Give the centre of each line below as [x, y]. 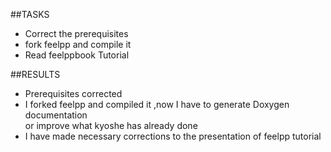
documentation [56, 115]
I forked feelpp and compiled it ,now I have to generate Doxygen [157, 104]
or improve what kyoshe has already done [111, 125]
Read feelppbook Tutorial [77, 55]
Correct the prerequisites [76, 33]
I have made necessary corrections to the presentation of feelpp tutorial [173, 136]
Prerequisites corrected [73, 93]
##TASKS [30, 14]
